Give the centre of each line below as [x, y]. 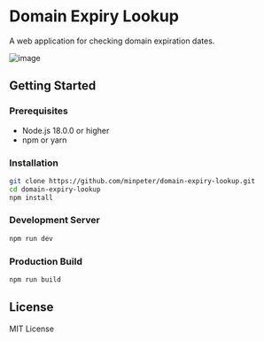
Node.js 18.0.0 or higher [66, 130]
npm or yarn [44, 140]
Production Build [46, 261]
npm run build [35, 280]
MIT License [32, 329]
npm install [31, 198]
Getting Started [53, 86]
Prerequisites [39, 111]
